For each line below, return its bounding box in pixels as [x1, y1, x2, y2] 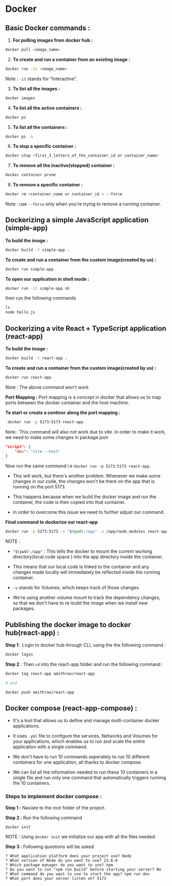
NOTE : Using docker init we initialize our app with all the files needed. [5, 834, 156, 840]
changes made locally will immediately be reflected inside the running [12, 569, 160, 575]
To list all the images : [12, 85, 60, 91]
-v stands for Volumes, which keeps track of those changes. [12, 585, 140, 591]
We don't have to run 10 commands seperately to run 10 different [12, 753, 150, 760]
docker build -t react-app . [5, 355, 68, 361]
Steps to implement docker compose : [5, 793, 102, 800]
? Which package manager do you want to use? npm [5, 862, 114, 868]
